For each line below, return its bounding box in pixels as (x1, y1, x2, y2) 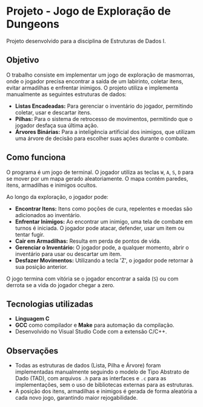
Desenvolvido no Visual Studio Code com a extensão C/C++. (15, 328, 167, 335)
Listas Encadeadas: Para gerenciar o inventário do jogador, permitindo (15, 102, 193, 110)
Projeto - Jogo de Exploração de (6, 4, 171, 18)
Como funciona (6, 152, 66, 162)
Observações (6, 346, 59, 356)
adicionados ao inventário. (15, 211, 82, 218)
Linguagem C (15, 315, 50, 322)
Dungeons (6, 17, 59, 31)
